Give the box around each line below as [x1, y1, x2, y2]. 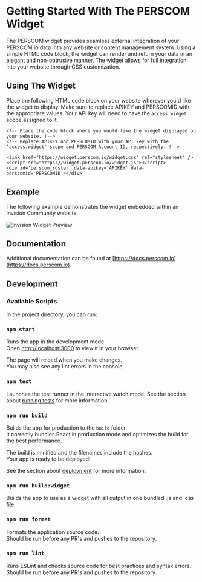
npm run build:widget [6, 482, 70, 489]
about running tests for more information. [6, 396, 109, 404]
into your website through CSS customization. [6, 63, 121, 70]
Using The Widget [6, 81, 76, 91]
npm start [6, 326, 35, 333]
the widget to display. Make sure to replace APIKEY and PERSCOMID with [6, 103, 189, 110]
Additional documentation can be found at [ [6, 255, 115, 262]
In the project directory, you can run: [6, 311, 97, 318]
